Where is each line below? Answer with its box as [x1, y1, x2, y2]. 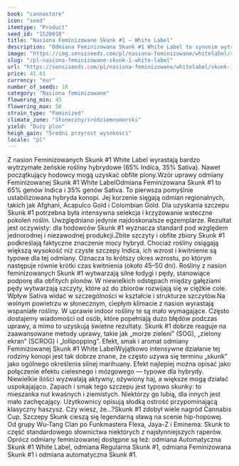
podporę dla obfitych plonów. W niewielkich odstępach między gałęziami [7, 277, 221, 285]
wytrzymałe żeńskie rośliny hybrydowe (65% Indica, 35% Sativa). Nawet [7, 163, 221, 171]
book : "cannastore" [7, 10, 65, 18]
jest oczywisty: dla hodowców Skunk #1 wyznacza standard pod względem [7, 223, 228, 232]
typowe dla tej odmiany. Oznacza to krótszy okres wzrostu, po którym [7, 254, 212, 263]
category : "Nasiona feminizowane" [7, 90, 110, 97]
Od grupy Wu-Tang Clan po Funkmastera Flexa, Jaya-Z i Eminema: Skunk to [7, 420, 230, 429]
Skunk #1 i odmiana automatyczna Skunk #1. [7, 450, 137, 459]
